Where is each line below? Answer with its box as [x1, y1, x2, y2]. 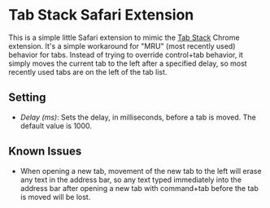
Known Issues [8, 145, 82, 158]
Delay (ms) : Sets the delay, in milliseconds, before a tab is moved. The [20, 112, 256, 122]
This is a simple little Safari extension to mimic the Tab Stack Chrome [8, 32, 240, 42]
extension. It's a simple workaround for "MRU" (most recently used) [8, 41, 236, 50]
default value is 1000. [20, 120, 92, 131]
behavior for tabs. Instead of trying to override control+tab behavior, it [8, 50, 244, 59]
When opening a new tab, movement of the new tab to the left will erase [20, 166, 262, 175]
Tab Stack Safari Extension [8, 6, 194, 24]
